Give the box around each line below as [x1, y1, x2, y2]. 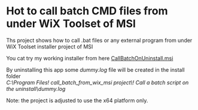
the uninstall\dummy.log [6, 85, 66, 92]
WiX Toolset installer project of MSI [6, 43, 93, 50]
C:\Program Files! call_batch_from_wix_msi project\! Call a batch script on [6, 79, 189, 86]
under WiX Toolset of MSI [6, 17, 136, 30]
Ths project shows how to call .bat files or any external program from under [6, 36, 193, 44]
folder [6, 72, 21, 80]
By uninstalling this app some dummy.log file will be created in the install [6, 66, 185, 73]
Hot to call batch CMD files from [6, 4, 169, 18]
